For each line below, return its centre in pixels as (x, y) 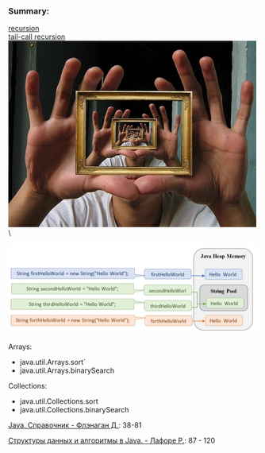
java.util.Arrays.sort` (52, 362)
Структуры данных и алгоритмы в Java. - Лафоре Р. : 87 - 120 (112, 441)
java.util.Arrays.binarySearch (67, 370)
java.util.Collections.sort (59, 401)
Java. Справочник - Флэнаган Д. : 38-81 (75, 425)
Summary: (29, 11)
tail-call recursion (37, 37)
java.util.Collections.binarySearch (74, 410)
